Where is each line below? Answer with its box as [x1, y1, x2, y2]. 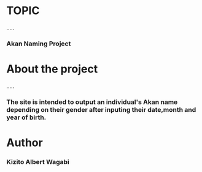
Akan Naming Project [6, 39, 71, 48]
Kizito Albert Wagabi [6, 157, 69, 166]
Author [6, 136, 43, 149]
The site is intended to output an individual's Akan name [6, 98, 178, 106]
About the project [6, 62, 98, 76]
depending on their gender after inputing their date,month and [6, 105, 196, 114]
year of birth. [6, 113, 47, 122]
